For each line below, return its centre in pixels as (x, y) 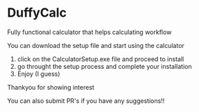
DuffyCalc (37, 13)
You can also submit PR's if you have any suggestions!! (86, 101)
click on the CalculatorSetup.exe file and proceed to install (101, 59)
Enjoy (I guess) (38, 74)
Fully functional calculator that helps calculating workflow (89, 32)
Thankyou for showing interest (51, 87)
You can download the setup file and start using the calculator (96, 45)
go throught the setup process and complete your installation (104, 66)
